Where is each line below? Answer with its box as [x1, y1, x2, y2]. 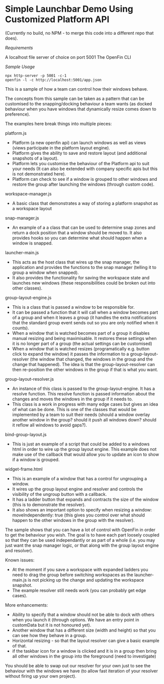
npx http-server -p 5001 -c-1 [5, 73, 67, 78]
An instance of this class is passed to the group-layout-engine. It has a [12, 386, 155, 391]
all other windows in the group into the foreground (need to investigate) [12, 653, 157, 659]
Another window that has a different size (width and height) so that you [12, 627, 156, 633]
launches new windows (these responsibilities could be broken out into [12, 280, 156, 286]
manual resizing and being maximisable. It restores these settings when [12, 335, 157, 341]
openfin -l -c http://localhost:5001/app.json [5, 77, 102, 82]
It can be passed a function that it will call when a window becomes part [12, 309, 158, 315]
